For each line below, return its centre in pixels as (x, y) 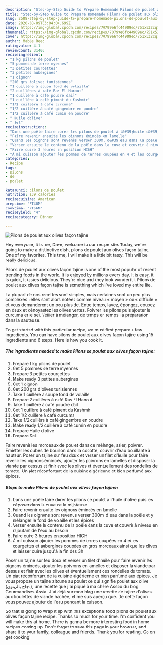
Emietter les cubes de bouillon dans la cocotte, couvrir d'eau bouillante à (78, 450)
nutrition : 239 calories (30, 194)
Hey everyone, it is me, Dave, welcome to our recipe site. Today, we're (76, 244)
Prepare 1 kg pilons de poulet (41, 363)
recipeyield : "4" (23, 213)
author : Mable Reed (25, 41)
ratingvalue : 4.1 (23, 46)
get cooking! (18, 637)
